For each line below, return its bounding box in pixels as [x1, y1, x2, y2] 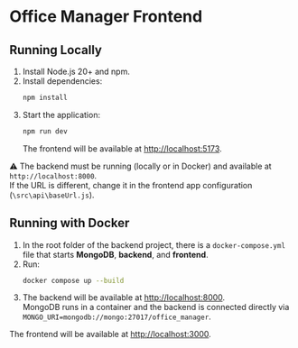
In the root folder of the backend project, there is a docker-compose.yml [22, 239, 286, 250]
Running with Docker [9, 215, 130, 231]
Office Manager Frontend [9, 6, 203, 27]
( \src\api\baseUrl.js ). [9, 189, 95, 200]
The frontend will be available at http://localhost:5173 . [22, 142, 223, 154]
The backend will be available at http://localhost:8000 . [22, 292, 226, 303]
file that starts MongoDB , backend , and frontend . [22, 249, 210, 260]
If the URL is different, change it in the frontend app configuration [9, 179, 253, 190]
